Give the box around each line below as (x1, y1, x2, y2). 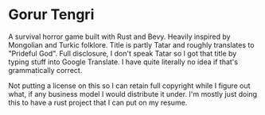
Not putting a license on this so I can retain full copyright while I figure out (8, 81, 251, 90)
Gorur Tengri (8, 6, 95, 24)
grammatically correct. (8, 65, 83, 75)
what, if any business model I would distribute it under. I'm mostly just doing (8, 89, 257, 98)
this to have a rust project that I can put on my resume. (8, 98, 188, 107)
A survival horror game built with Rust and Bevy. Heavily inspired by (8, 32, 231, 41)
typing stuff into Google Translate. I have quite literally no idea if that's (8, 57, 239, 67)
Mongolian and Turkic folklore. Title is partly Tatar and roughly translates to (8, 40, 255, 49)
